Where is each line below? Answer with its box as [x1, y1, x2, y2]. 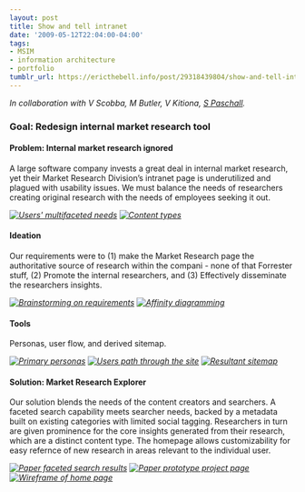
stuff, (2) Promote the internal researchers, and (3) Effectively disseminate [9, 270, 288, 281]
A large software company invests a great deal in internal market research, [9, 163, 289, 174]
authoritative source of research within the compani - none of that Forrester [9, 260, 293, 271]
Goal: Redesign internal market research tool [9, 120, 211, 133]
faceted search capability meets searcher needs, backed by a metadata [9, 407, 279, 417]
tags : [9, 38, 30, 48]
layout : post [9, 13, 59, 23]
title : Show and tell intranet [9, 22, 128, 31]
